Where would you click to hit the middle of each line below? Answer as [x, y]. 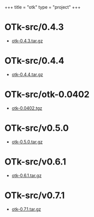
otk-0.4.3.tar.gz [27, 41]
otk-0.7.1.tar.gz [26, 209]
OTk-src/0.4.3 [34, 27]
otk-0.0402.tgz [27, 108]
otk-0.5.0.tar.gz [27, 142]
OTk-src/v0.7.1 [35, 195]
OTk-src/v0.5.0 [37, 128]
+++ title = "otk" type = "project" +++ [43, 7]
